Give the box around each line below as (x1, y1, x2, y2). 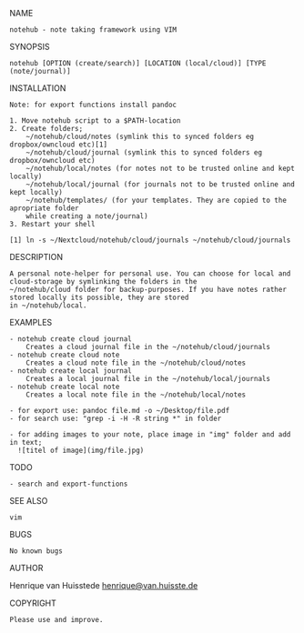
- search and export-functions (9, 479, 128, 488)
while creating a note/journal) (25, 212, 148, 221)
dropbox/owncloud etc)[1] (9, 140, 107, 149)
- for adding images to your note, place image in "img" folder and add (9, 430, 291, 439)
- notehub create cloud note (9, 350, 120, 359)
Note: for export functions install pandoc (9, 100, 177, 109)
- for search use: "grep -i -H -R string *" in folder (9, 414, 222, 423)
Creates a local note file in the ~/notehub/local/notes (25, 390, 247, 399)
